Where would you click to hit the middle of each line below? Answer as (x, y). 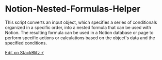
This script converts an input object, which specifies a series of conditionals (81, 22)
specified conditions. (26, 43)
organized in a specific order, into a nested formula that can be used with (78, 27)
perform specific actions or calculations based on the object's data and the (80, 38)
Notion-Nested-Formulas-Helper (73, 9)
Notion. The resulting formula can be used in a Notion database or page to (79, 32)
